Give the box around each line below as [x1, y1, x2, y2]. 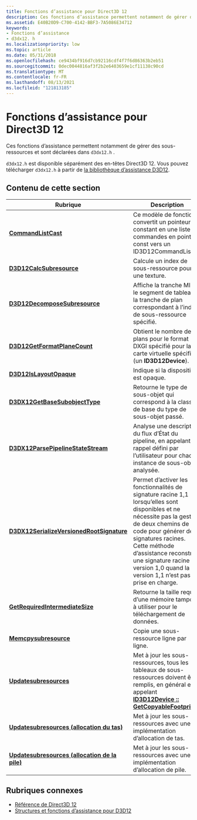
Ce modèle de [133, 210, 172, 219]
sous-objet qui [133, 390, 175, 398]
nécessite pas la [133, 512, 178, 520]
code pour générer [133, 527, 185, 535]
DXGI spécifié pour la [133, 342, 192, 350]
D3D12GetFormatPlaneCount [9, 342, 93, 350]
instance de [133, 459, 165, 467]
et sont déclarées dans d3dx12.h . [34, 148, 116, 156]
